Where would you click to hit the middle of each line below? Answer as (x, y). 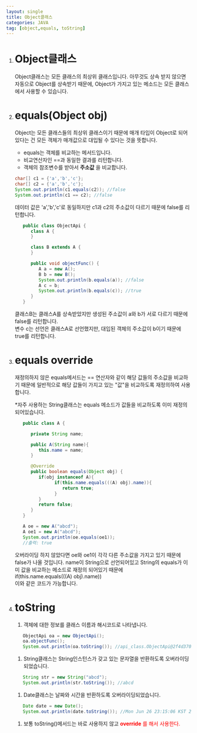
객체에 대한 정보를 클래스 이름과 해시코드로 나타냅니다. (86, 624)
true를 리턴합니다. (35, 336)
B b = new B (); (57, 274)
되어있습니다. (30, 412)
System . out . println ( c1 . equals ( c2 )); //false (70, 190)
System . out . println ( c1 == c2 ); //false (64, 195)
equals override (54, 360)
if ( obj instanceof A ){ (66, 477)
